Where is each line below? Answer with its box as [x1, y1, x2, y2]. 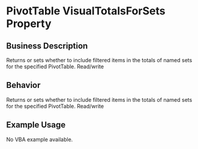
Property [6, 17, 52, 31]
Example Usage [6, 120, 66, 130]
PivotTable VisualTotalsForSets [6, 4, 166, 18]
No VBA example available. [6, 136, 73, 143]
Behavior [6, 80, 41, 90]
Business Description [6, 41, 88, 51]
